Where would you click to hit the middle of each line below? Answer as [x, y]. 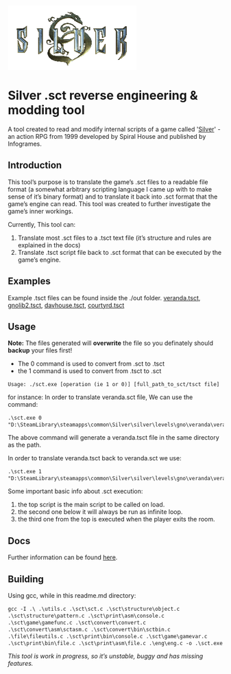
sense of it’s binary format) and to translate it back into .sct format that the [113, 196]
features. [21, 663]
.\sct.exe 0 [25, 418]
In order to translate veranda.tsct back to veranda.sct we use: [95, 458]
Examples [29, 281]
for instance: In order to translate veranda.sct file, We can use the [100, 397]
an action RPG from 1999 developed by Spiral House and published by [107, 136]
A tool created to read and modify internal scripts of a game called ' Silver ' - [114, 129]
